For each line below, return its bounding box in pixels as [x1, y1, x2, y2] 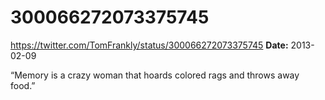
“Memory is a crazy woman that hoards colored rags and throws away [10, 69, 300, 81]
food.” [10, 79, 36, 91]
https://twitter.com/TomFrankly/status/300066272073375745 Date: [10, 39, 289, 51]
